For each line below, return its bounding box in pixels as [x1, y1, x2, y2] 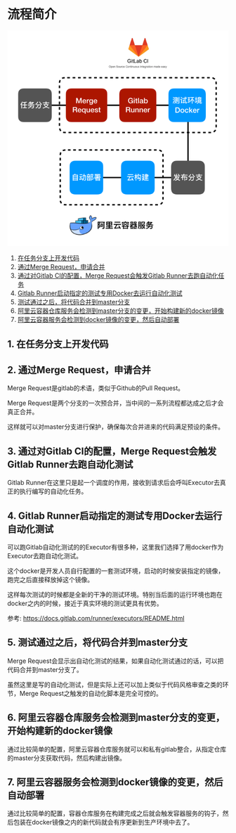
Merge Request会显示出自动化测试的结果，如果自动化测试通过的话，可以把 [7, 657, 224, 665]
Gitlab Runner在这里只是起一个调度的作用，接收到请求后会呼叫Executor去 [7, 479, 220, 487]
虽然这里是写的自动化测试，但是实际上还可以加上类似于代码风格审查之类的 [7, 680, 223, 689]
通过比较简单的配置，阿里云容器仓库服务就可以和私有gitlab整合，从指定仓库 [7, 744, 227, 753]
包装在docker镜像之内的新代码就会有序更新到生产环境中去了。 [13, 818, 194, 827]
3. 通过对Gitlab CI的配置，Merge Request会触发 [7, 445, 217, 457]
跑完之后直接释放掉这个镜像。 [7, 575, 93, 583]
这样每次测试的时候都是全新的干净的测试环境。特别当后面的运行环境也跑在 [7, 590, 223, 598]
